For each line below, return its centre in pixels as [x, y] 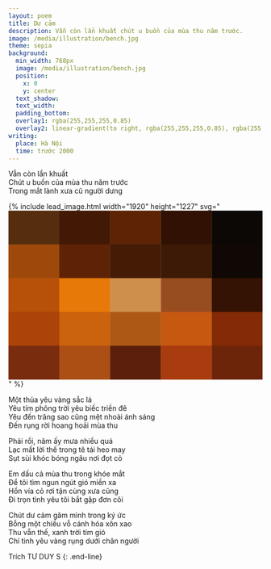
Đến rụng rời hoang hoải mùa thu [63, 425]
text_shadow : [38, 98]
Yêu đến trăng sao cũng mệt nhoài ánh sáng [82, 417]
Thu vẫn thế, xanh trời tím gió [57, 533]
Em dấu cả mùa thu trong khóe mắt [67, 474]
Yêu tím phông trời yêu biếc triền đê [68, 408]
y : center [40, 91]
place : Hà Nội [39, 143]
